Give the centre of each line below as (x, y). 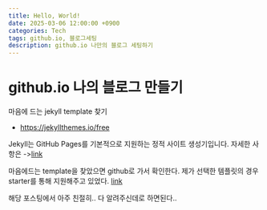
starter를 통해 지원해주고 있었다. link (65, 181)
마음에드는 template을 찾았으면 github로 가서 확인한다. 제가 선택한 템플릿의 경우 (133, 171)
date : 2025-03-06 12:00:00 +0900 (64, 23)
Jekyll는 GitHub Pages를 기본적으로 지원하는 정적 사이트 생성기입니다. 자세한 (129, 144)
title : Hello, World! (44, 16)
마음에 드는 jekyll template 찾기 (58, 111)
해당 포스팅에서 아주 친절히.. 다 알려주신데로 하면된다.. (93, 198)
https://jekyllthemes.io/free (65, 127)
